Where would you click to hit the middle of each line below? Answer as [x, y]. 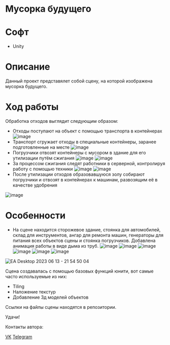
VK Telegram [19, 336]
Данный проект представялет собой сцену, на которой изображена [79, 81]
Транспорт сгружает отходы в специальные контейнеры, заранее [84, 142]
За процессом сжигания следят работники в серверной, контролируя [89, 163]
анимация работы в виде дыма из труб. [56, 246]
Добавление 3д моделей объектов [50, 297]
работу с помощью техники [43, 169]
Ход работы [32, 107]
